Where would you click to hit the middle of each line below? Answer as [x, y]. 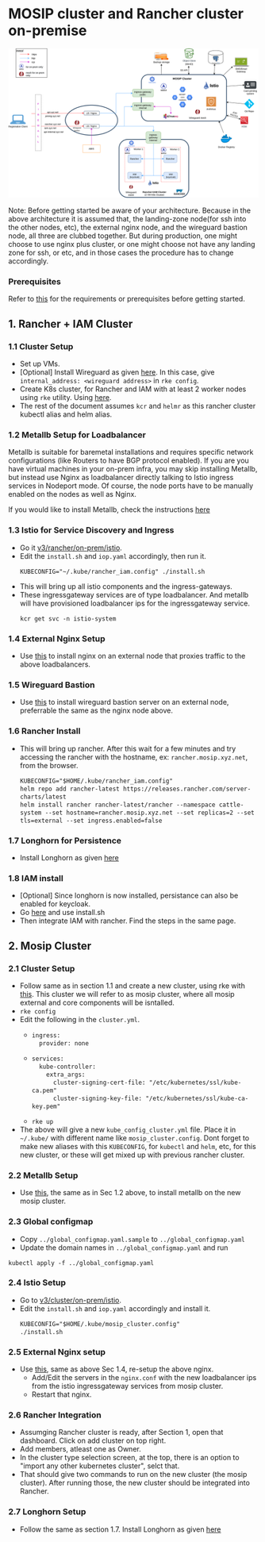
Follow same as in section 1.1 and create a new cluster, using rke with [132, 986]
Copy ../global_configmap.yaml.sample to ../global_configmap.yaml [132, 1239]
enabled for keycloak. [55, 904]
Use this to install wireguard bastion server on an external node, [124, 702]
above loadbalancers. [55, 664]
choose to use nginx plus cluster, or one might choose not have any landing [132, 244]
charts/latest [43, 797]
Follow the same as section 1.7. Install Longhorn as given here [120, 1529]
